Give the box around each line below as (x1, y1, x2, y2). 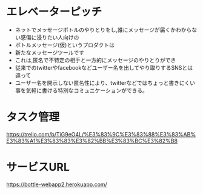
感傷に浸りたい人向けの (20, 33, 79, 41)
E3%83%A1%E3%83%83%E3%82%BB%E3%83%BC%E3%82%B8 (6, 137, 178, 144)
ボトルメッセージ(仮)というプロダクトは (15, 41, 115, 48)
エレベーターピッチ (6, 5, 102, 19)
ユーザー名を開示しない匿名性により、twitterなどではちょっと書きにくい (15, 79, 196, 86)
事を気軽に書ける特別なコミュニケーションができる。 (15, 87, 148, 94)
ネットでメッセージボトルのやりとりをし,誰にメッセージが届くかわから (15, 26, 192, 33)
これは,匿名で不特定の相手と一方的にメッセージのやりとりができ (15, 56, 176, 64)
